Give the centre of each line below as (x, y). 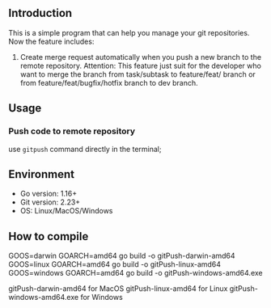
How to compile (49, 236)
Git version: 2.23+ (50, 202)
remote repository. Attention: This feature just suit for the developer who (140, 65)
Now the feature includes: (51, 41)
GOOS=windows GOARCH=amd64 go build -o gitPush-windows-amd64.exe (135, 273)
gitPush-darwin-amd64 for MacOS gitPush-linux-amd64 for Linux (118, 289)
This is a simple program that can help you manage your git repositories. (129, 32)
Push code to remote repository (72, 131)
